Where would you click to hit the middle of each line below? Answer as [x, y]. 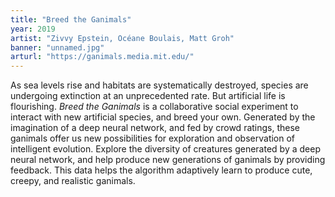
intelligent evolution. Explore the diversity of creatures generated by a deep [165, 149]
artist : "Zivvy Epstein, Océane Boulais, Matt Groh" [122, 38]
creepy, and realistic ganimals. [73, 181]
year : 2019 [33, 29]
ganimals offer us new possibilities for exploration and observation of [153, 138]
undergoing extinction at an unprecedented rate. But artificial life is [148, 96]
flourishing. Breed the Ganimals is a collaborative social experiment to [154, 107]
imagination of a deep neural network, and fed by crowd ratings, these [155, 128]
